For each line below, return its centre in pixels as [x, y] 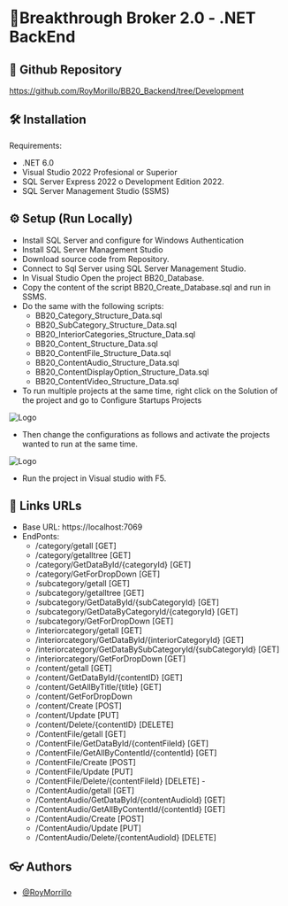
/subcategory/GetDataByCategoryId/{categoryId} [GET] [136, 612]
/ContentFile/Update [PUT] [84, 772]
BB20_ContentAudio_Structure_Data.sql [107, 362]
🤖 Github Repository [65, 70]
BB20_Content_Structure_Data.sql [97, 344]
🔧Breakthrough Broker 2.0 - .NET [133, 18]
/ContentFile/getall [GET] [80, 734]
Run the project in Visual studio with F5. [94, 478]
